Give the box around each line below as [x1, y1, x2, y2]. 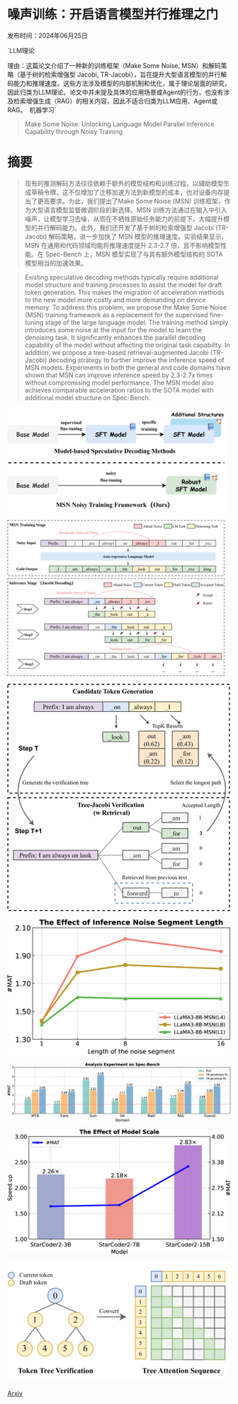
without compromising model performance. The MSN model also [24, 378, 214, 387]
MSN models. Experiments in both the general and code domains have [24, 363, 231, 372]
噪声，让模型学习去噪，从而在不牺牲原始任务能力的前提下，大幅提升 [24, 214, 224, 223]
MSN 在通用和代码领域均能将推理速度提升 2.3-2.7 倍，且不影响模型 [24, 241, 221, 249]
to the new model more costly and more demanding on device [24, 295, 207, 304]
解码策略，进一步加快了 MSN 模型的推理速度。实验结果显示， [48, 232, 228, 241]
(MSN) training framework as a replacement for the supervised [24, 310, 208, 319]
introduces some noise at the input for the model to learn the [24, 325, 202, 334]
